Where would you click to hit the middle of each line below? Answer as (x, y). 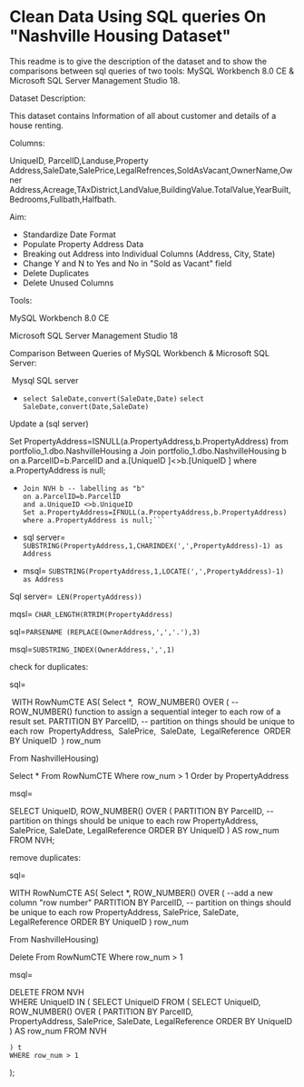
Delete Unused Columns (68, 283)
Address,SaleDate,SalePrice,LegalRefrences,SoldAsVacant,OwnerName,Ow (151, 170)
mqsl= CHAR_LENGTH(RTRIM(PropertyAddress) (92, 613)
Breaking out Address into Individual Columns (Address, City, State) (149, 254)
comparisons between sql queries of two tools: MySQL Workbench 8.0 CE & (152, 71)
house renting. (36, 125)
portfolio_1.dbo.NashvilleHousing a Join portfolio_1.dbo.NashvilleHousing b (148, 451)
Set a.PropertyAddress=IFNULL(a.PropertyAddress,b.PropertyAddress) (155, 512)
